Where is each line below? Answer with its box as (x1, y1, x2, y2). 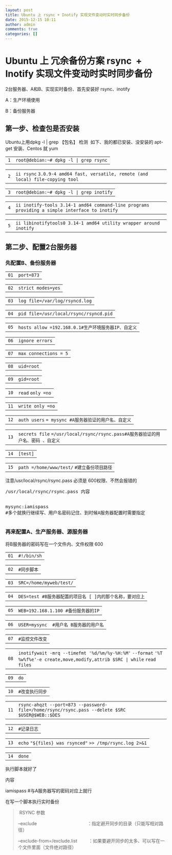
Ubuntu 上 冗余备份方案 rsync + (5, 55, 142, 67)
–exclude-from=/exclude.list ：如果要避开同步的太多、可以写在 (17, 838, 160, 844)
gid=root (18, 376, 39, 382)
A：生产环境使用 (5, 97, 40, 103)
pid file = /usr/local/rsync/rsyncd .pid (18, 311, 113, 317)
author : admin (5, 22, 36, 27)
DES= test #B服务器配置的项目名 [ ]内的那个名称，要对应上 (18, 593, 145, 599)
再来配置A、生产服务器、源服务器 (5, 528, 88, 535)
